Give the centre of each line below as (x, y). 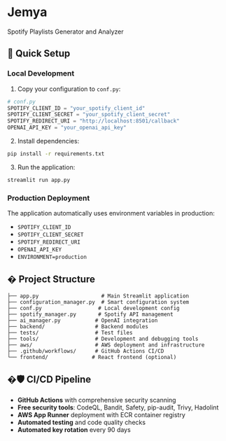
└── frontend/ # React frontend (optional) (92, 357)
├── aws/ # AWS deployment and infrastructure (106, 345)
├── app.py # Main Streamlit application (98, 296)
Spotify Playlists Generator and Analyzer (65, 31)
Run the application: (46, 167)
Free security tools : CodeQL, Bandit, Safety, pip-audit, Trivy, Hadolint (118, 407)
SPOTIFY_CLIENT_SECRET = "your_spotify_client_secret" (89, 115)
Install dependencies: (48, 141)
